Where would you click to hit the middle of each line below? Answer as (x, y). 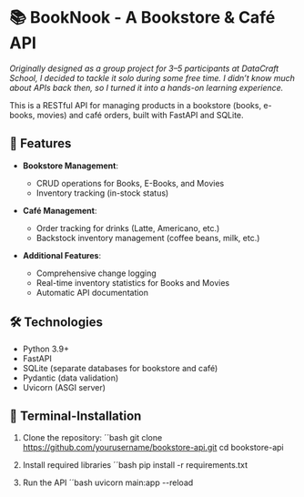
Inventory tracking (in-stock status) (102, 193)
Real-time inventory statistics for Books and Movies (133, 282)
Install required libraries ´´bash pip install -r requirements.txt (135, 465)
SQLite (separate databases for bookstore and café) (120, 368)
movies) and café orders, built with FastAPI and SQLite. (140, 115)
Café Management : (60, 210)
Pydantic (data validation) (71, 378)
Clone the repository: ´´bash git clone (92, 438)
